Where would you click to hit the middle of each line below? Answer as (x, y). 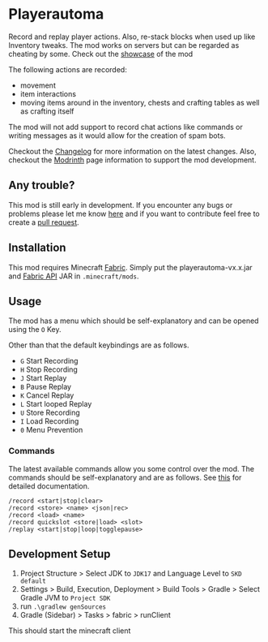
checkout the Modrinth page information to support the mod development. (132, 160)
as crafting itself (47, 111)
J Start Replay (43, 378)
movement (38, 85)
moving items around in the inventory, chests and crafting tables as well (140, 102)
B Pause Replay (45, 387)
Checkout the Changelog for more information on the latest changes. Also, (132, 151)
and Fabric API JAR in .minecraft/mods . (74, 276)
